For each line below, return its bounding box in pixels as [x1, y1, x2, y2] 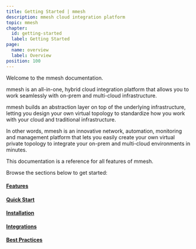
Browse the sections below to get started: [6, 169, 108, 176]
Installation [6, 209, 34, 217]
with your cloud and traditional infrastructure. [6, 116, 116, 123]
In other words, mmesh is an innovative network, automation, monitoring [6, 127, 182, 135]
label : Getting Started [11, 36, 70, 42]
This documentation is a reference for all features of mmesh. [6, 158, 153, 165]
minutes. [6, 146, 28, 153]
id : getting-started [11, 31, 62, 37]
